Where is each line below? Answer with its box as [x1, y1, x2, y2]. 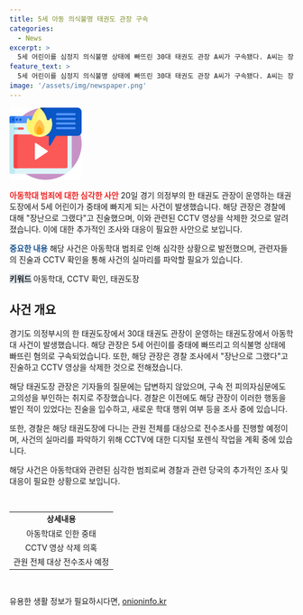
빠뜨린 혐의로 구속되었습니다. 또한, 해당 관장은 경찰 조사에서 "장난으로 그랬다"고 [9, 350, 289, 361]
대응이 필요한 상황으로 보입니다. [9, 475, 121, 486]
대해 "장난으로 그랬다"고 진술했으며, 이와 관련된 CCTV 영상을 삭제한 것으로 [9, 212, 272, 223]
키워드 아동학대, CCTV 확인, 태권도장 [9, 273, 140, 284]
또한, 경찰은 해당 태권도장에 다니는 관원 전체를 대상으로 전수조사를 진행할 [9, 422, 264, 433]
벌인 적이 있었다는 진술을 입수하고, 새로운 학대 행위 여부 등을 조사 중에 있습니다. [9, 403, 289, 414]
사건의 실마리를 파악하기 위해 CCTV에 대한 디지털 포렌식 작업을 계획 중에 [21, 434, 277, 445]
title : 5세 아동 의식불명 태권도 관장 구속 [9, 14, 149, 23]
